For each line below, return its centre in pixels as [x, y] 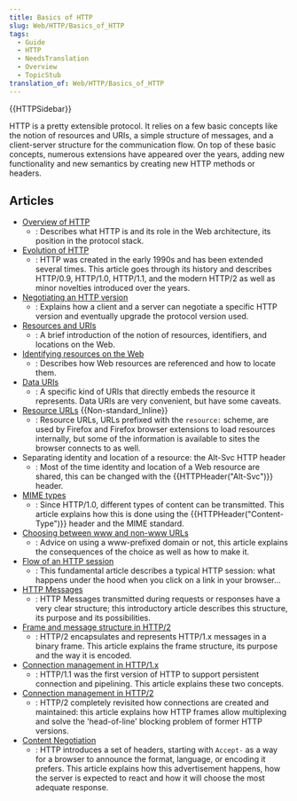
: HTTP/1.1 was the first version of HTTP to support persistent [147, 674]
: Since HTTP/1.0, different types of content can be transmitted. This [160, 505]
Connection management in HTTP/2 [88, 694]
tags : [19, 34]
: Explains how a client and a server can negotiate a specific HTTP [156, 307]
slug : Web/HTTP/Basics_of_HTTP [67, 26]
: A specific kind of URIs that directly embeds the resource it [145, 392]
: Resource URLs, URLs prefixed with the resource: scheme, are [152, 420]
